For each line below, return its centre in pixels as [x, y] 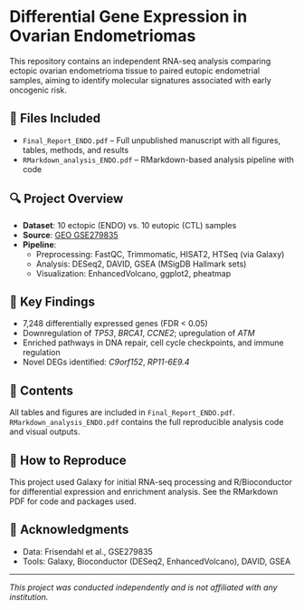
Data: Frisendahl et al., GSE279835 [88, 551]
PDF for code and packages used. [73, 501]
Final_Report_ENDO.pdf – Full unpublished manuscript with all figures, [152, 140]
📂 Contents [42, 390]
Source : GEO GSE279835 [71, 235]
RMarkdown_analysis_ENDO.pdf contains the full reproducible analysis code [147, 422]
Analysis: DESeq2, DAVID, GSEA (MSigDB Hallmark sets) [141, 264]
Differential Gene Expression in [128, 17]
